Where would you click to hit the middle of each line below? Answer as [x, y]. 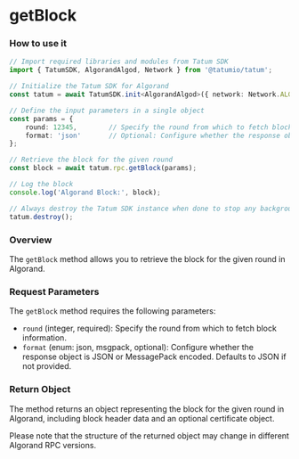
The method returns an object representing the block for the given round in [147, 409]
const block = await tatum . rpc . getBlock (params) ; [103, 168]
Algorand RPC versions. [53, 445]
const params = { [41, 119]
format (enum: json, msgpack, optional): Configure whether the [138, 348]
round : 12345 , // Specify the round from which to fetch [147, 127]
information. [44, 338]
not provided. [47, 366]
